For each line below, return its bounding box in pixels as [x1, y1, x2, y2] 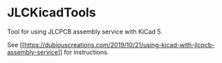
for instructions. [64, 48, 109, 56]
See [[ [7, 40, 25, 49]
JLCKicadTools [7, 5, 96, 21]
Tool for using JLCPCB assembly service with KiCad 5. [7, 27, 163, 36]
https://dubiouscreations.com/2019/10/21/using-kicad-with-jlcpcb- [24, 40, 215, 49]
